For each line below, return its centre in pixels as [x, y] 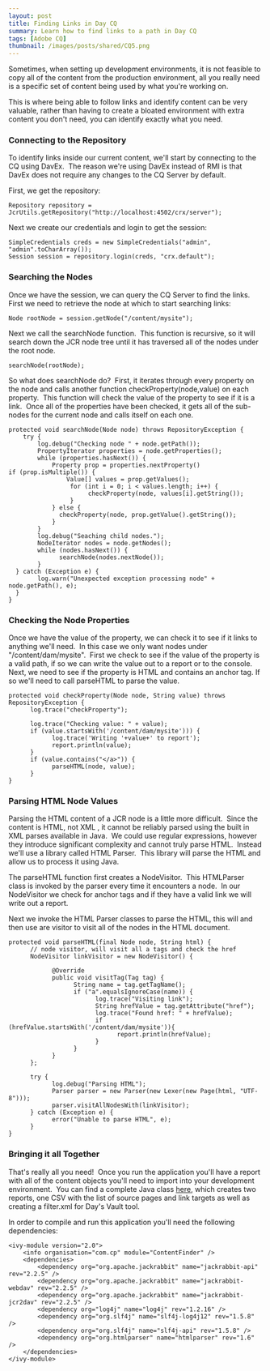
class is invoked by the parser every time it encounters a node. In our [124, 886]
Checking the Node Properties [69, 620]
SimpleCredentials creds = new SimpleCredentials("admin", [110, 243]
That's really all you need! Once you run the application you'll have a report [135, 1172]
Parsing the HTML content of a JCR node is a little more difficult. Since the [133, 818]
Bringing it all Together [54, 1154]
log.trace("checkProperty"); [79, 710]
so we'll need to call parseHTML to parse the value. [94, 681]
